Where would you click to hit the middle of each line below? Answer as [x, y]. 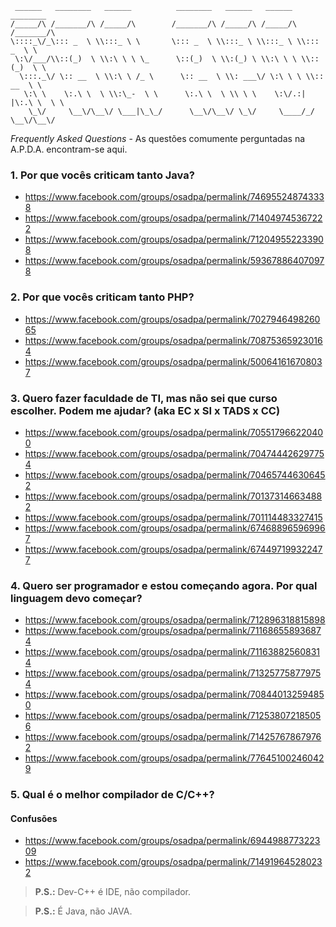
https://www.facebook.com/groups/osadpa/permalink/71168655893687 [173, 631]
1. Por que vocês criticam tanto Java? [102, 175]
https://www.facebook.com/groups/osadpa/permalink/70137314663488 [173, 496]
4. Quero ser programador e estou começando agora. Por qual [164, 585]
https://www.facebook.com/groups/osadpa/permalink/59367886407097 [174, 261]
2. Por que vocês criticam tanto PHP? [102, 297]
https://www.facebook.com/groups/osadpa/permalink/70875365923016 [173, 340]
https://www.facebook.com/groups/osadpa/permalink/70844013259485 [174, 694]
